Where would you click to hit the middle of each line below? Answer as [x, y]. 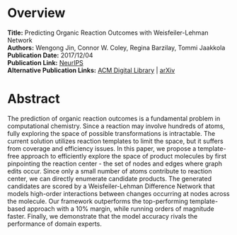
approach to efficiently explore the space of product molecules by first [124, 156]
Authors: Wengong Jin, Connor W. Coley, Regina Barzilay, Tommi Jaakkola [116, 47]
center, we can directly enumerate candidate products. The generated [110, 178]
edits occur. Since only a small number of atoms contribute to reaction [110, 171]
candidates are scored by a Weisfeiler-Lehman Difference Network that [111, 186]
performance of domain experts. [55, 224]
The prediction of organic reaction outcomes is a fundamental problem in [114, 118]
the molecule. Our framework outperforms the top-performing [98, 201]
